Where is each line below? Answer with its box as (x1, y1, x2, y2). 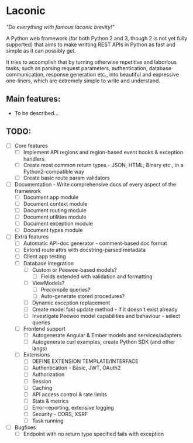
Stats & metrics (32, 397, 69, 404)
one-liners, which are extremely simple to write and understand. (6, 77, 161, 84)
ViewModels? (32, 279, 65, 286)
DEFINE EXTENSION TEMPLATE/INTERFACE (32, 358, 139, 365)
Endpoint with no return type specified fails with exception (23, 431, 164, 437)
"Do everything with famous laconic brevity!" (6, 23, 115, 30)
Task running (32, 417, 64, 424)
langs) (32, 345, 47, 352)
